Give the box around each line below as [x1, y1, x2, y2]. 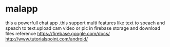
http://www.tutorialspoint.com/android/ [5, 36, 88, 42]
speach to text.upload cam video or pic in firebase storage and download [5, 25, 161, 31]
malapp [5, 3, 38, 15]
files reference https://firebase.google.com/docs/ [5, 30, 110, 36]
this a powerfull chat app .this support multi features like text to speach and [5, 20, 165, 26]
